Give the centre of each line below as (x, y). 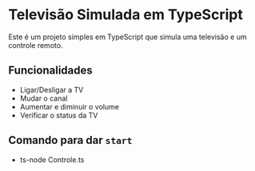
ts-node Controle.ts (52, 159)
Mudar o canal (44, 98)
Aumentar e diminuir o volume (70, 106)
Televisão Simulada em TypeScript (126, 15)
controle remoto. (36, 45)
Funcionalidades (51, 71)
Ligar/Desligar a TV (52, 89)
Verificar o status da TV (59, 115)
